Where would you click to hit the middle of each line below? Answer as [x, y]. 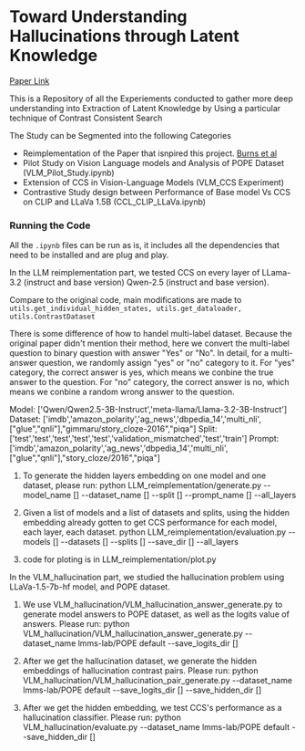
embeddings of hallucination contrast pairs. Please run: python [141, 671]
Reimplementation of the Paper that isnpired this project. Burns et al [150, 153]
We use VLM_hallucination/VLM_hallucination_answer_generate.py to [152, 605]
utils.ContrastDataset [52, 317]
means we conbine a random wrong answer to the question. [122, 392]
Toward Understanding [99, 17]
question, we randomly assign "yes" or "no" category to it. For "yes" [168, 363]
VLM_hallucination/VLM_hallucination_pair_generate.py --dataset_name [158, 681]
